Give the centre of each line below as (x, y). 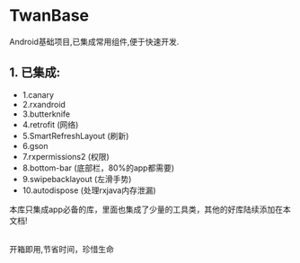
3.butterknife (46, 114)
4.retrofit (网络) (50, 124)
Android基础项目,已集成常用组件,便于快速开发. (94, 41)
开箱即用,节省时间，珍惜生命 (62, 249)
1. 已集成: (35, 73)
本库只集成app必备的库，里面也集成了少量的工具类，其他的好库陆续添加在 (146, 209)
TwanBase (49, 16)
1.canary (38, 94)
